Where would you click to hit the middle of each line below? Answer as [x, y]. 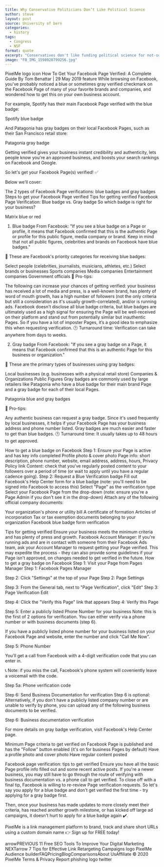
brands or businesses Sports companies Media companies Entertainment [79, 271]
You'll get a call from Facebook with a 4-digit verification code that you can [81, 656]
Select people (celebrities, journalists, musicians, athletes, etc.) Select [75, 266]
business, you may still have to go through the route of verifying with [74, 774]
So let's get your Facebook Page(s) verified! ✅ [52, 173]
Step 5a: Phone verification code [38, 685]
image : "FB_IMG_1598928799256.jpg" [41, 60]
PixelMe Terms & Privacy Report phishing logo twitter [59, 859]
